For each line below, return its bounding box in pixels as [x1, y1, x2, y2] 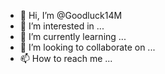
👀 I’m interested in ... [19, 20, 105, 32]
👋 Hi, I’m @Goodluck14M [19, 10, 123, 21]
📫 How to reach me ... [19, 53, 113, 64]
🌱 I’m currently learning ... [19, 31, 127, 42]
